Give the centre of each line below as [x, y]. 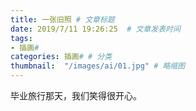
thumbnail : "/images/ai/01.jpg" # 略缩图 [98, 66]
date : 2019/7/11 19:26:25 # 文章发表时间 [95, 29]
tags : [21, 38]
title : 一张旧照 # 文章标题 [62, 19]
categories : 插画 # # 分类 [61, 57]
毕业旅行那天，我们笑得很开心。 [76, 95]
